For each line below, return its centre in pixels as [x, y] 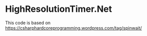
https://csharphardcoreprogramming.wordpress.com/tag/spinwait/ [73, 28]
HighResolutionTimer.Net [59, 9]
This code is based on [28, 23]
